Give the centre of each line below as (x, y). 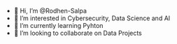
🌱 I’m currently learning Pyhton (58, 25)
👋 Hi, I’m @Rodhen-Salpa (50, 11)
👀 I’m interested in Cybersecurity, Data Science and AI (92, 18)
